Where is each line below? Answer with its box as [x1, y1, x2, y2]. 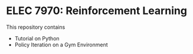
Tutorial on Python [14, 35, 60, 42]
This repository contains [6, 23, 66, 31]
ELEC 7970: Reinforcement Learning [6, 4, 188, 18]
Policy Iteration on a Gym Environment [14, 41, 108, 48]
